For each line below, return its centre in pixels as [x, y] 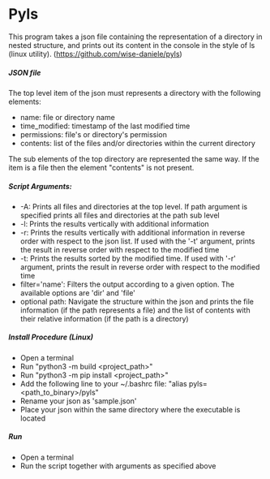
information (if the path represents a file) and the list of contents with [135, 310]
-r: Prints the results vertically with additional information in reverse [133, 232]
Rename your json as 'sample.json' [78, 401]
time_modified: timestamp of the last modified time [105, 126]
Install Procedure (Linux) [51, 337]
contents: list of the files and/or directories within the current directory [137, 143]
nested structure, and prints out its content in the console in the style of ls [132, 45]
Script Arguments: [40, 186]
